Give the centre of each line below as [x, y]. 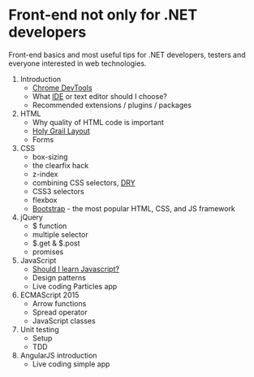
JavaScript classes [64, 321]
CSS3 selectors [58, 191]
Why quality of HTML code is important [98, 122]
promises [48, 251]
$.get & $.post [56, 243]
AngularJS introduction [58, 355]
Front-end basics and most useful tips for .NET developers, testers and [127, 54]
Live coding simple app [71, 364]
